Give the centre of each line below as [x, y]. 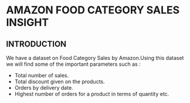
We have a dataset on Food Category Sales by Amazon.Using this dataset [95, 58]
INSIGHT [28, 22]
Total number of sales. [42, 75]
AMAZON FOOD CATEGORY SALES [93, 10]
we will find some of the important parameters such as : [73, 64]
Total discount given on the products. [60, 81]
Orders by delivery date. [44, 88]
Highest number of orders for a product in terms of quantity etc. [92, 94]
